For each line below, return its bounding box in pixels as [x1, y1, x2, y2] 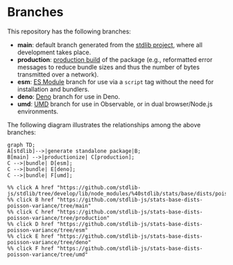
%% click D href [7, 220, 54, 227]
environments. [17, 107, 59, 115]
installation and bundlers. [17, 85, 90, 93]
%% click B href [7, 196, 54, 203]
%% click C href [7, 208, 54, 216]
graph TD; [7, 141, 36, 148]
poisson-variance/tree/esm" [7, 227, 89, 234]
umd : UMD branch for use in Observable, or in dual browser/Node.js [17, 99, 213, 108]
